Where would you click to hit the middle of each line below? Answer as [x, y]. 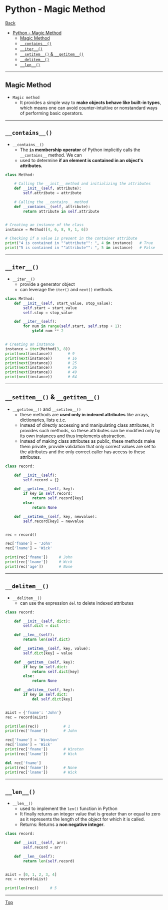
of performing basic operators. [51, 113]
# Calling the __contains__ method [51, 202]
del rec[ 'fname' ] [23, 763]
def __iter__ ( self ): [35, 322]
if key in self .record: [48, 494]
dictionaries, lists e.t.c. [43, 420]
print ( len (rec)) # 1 [38, 726]
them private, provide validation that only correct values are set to [88, 446]
